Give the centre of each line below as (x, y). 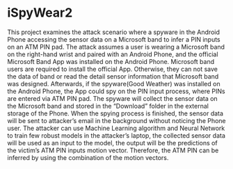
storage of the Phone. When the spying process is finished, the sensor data (115, 113)
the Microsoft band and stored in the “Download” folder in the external (108, 106)
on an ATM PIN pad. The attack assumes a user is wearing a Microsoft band (116, 47)
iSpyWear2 (40, 13)
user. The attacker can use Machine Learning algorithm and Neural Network (116, 128)
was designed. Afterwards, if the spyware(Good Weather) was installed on (114, 83)
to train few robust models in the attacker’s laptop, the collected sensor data (116, 135)
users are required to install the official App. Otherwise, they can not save (112, 69)
